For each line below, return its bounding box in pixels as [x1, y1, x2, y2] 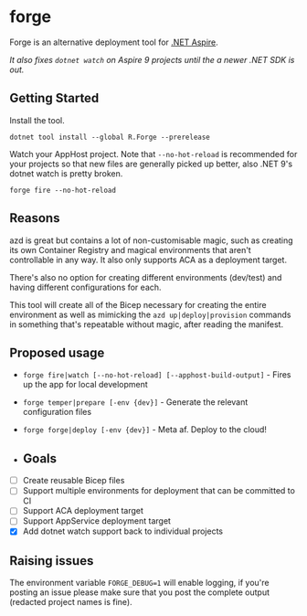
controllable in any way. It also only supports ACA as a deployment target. [9, 254, 288, 265]
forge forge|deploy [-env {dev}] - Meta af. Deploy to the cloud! [22, 424, 268, 435]
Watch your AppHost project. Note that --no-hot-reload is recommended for [9, 148, 298, 159]
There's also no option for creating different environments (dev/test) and [9, 271, 282, 282]
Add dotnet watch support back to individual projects [22, 526, 224, 536]
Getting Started [9, 90, 100, 106]
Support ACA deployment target [22, 505, 144, 516]
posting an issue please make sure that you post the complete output [9, 587, 270, 598]
